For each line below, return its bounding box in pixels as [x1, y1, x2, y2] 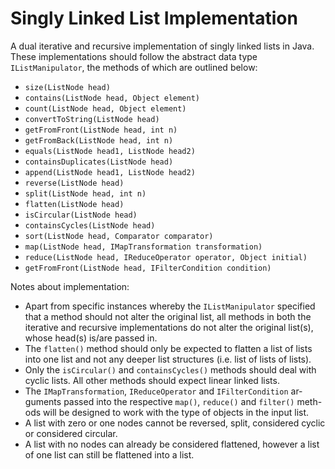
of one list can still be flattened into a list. [24, 448, 195, 461]
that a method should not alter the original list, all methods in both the [24, 310, 312, 322]
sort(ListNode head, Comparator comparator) [24, 231, 214, 241]
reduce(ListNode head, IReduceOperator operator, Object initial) [24, 252, 308, 262]
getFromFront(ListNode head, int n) [24, 125, 178, 135]
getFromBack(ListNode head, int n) [24, 135, 174, 146]
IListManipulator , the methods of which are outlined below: [10, 61, 258, 73]
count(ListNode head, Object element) [24, 103, 187, 114]
